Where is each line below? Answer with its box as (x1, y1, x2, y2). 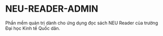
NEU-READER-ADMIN (5, 3, 99, 15)
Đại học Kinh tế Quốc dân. (5, 25, 60, 31)
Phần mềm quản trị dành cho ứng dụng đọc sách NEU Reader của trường (5, 20, 158, 26)
